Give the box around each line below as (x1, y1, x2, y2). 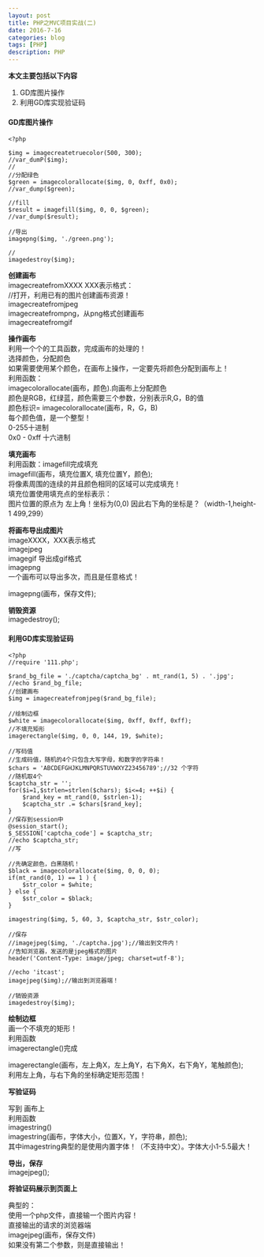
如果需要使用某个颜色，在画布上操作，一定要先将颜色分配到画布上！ (8, 364, 229, 373)
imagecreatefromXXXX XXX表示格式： (8, 281, 134, 290)
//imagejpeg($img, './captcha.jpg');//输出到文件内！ (8, 939, 180, 947)
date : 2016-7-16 (8, 26, 61, 34)
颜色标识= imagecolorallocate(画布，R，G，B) (8, 403, 158, 413)
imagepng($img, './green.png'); (8, 235, 114, 243)
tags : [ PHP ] (8, 41, 47, 49)
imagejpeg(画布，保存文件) (8, 1230, 96, 1240)
